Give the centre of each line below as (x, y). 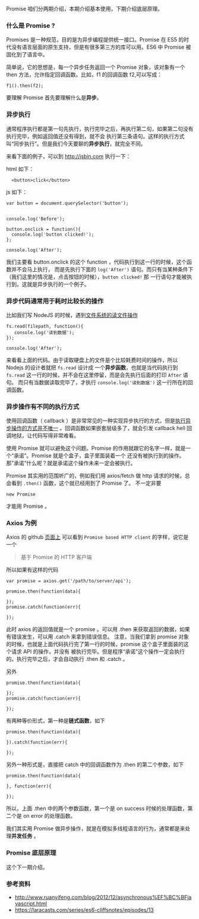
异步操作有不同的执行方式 (43, 406)
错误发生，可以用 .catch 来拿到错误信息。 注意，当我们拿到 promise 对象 (100, 637)
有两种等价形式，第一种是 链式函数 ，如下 (56, 721)
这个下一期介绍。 (27, 867)
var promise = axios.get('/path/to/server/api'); (69, 581)
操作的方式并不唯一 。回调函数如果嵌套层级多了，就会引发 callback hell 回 (101, 428)
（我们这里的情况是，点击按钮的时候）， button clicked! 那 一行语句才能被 (97, 277)
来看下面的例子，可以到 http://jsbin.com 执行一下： (69, 156)
